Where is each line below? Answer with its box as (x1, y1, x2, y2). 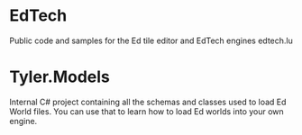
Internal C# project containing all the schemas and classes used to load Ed (9, 96, 287, 107)
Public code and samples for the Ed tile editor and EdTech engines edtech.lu (9, 35, 293, 46)
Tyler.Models (9, 67, 110, 87)
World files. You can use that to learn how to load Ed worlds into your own (9, 105, 284, 117)
